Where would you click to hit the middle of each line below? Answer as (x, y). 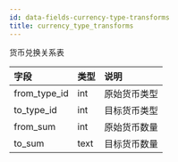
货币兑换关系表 (37, 52)
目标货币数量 (131, 143)
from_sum (35, 126)
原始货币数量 (131, 127)
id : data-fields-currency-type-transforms (89, 17)
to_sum (29, 143)
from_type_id (41, 93)
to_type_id (36, 109)
